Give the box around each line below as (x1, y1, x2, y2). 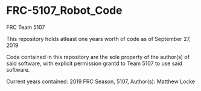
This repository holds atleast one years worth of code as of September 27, (6, 35, 191, 42)
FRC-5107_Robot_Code (6, 4, 123, 17)
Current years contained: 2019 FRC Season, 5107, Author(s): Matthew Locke (6, 78, 195, 85)
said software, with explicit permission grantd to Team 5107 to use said (6, 60, 183, 67)
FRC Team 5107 (6, 24, 45, 31)
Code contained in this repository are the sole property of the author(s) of (6, 53, 190, 60)
